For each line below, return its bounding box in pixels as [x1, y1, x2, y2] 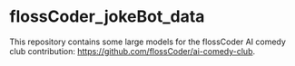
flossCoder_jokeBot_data [9, 6, 205, 27]
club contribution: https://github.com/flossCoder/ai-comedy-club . [9, 45, 256, 56]
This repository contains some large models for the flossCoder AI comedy [9, 36, 286, 47]
